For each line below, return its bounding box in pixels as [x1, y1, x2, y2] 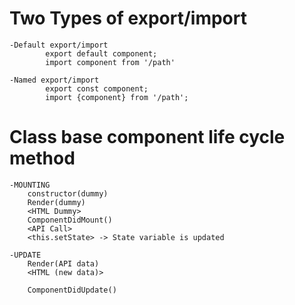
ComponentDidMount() [27, 215, 113, 225]
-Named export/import [9, 75, 100, 85]
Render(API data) [27, 258, 100, 269]
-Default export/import [9, 40, 109, 50]
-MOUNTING [9, 180, 51, 190]
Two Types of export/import [9, 7, 247, 30]
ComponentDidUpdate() [27, 285, 117, 295]
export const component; [45, 83, 149, 94]
